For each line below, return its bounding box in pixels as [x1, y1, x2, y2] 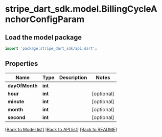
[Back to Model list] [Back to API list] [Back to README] [5, 126, 117, 132]
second [7, 114, 25, 120]
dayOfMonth [7, 82, 38, 89]
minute [7, 98, 24, 105]
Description [59, 74, 87, 81]
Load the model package [5, 33, 82, 41]
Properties [5, 59, 38, 68]
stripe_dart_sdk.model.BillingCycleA [5, 3, 158, 15]
